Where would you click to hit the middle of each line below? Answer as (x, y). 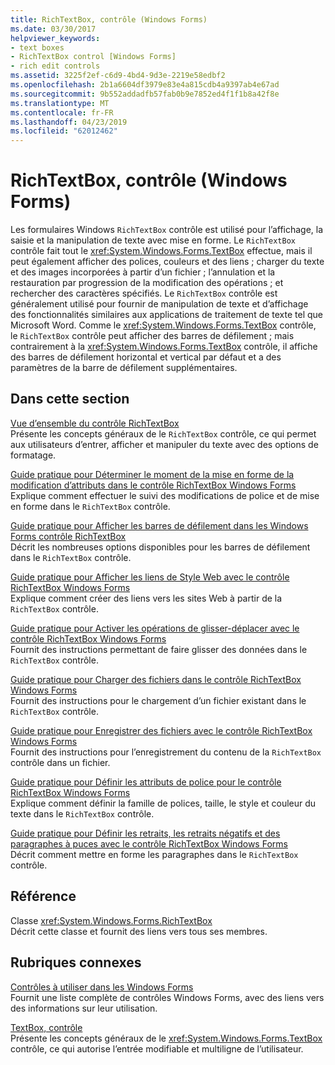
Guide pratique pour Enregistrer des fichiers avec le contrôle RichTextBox (161, 730)
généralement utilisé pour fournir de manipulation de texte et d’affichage (159, 304)
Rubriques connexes (76, 962)
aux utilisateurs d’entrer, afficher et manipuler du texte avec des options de (164, 444)
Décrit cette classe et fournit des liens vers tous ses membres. (139, 931)
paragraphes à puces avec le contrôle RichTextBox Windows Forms (149, 843)
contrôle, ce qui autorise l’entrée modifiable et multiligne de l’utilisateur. (157, 1048)
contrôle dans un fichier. (60, 762)
